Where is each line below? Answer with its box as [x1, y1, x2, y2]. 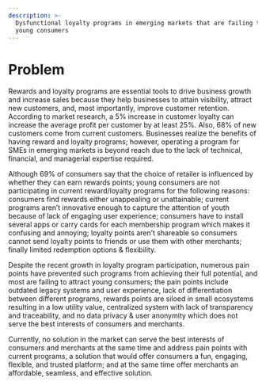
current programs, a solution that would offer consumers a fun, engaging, [8, 352, 248, 361]
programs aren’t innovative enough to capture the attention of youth [8, 203, 230, 212]
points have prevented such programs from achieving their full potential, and [8, 269, 258, 278]
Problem [8, 60, 65, 78]
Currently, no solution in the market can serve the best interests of [8, 334, 225, 345]
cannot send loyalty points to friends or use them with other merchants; [8, 237, 242, 246]
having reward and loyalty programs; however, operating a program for [8, 137, 240, 147]
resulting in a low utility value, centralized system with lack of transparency [8, 303, 253, 312]
